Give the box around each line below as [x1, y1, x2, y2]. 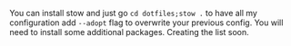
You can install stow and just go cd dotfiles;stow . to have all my [9, 8, 257, 18]
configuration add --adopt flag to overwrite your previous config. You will [9, 17, 284, 28]
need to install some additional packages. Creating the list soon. [9, 27, 250, 37]
